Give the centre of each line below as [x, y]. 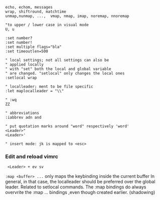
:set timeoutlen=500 [27, 51]
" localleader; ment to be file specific [49, 87]
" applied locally [24, 64]
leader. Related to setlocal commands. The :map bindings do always [76, 187]
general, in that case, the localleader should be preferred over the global [80, 182]
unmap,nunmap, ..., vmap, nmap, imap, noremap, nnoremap [67, 16]
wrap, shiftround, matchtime [36, 12]
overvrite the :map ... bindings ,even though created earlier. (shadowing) [80, 192]
